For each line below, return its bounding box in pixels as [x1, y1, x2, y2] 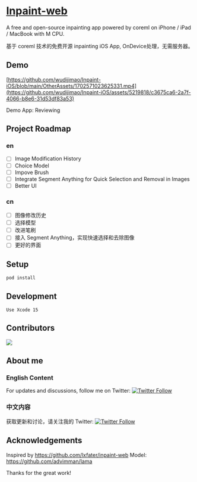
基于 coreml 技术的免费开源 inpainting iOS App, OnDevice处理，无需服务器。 [6, 42, 193, 49]
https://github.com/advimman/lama [6, 458, 93, 465]
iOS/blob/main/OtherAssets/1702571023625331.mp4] [6, 82, 137, 89]
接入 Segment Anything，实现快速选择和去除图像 [14, 234, 135, 241]
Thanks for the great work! [6, 469, 71, 476]
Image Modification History [14, 155, 81, 162]
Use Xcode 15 [6, 307, 39, 313]
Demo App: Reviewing [6, 106, 61, 114]
